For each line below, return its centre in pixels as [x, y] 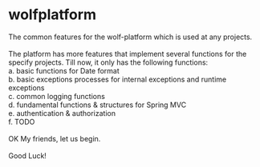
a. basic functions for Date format [64, 70]
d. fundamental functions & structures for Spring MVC [97, 105]
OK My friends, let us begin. [55, 138]
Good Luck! [27, 155]
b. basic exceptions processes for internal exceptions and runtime [118, 79]
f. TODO [22, 121]
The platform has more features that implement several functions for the [128, 54]
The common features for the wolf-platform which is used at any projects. [130, 37]
